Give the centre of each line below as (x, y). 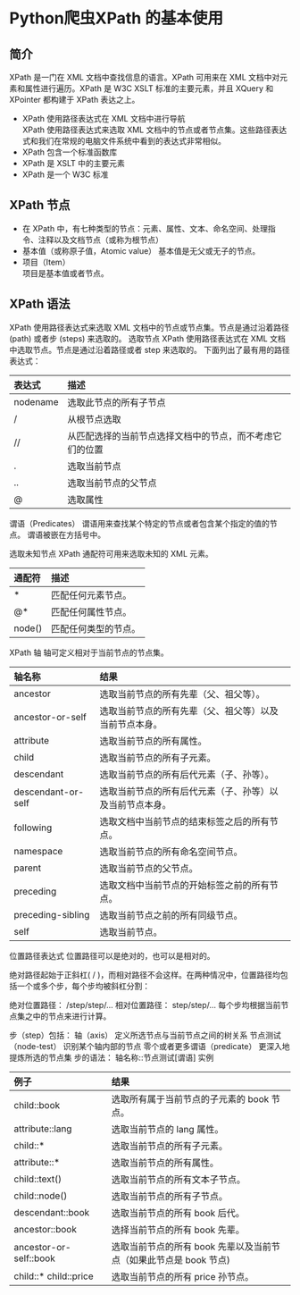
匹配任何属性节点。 (91, 611)
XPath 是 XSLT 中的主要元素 (73, 163)
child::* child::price (54, 1276)
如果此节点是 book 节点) (179, 1259)
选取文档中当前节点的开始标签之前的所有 (184, 885)
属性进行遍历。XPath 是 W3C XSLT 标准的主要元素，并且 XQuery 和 (149, 88)
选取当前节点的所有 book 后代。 (178, 1213)
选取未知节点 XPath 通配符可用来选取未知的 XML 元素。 (112, 553)
